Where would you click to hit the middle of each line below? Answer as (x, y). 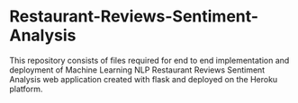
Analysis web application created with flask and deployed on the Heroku (144, 79)
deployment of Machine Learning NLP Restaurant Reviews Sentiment (137, 70)
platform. (26, 89)
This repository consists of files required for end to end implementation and (149, 60)
